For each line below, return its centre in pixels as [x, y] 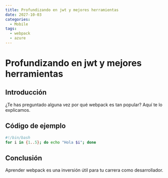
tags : [11, 29]
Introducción [26, 92]
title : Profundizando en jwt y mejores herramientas [62, 10]
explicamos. [18, 110]
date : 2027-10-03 [24, 15]
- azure [18, 38]
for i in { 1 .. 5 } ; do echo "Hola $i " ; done [51, 142]
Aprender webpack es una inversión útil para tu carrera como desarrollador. [84, 170]
